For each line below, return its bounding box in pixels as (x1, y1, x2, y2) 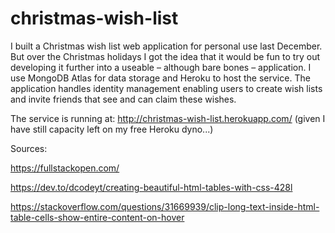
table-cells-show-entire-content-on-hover (10, 211, 185, 223)
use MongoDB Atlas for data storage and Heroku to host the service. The (10, 72, 311, 84)
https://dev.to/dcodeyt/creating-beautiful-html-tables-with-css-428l (10, 181, 293, 193)
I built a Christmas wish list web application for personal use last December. (10, 40, 323, 52)
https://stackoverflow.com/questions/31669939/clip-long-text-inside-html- (10, 200, 320, 212)
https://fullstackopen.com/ (10, 162, 120, 174)
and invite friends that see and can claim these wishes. (10, 93, 237, 105)
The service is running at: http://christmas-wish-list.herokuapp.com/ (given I (10, 112, 326, 124)
